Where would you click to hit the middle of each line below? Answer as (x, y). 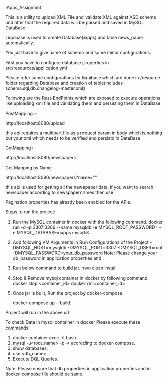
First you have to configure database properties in (57, 62)
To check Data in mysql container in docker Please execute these (73, 322)
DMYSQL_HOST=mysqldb (39, 248)
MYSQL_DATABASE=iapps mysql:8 (53, 232)
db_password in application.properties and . (58, 258)
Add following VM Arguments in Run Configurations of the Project (81, 242)
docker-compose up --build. (42, 303)
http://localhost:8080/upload (35, 123)
